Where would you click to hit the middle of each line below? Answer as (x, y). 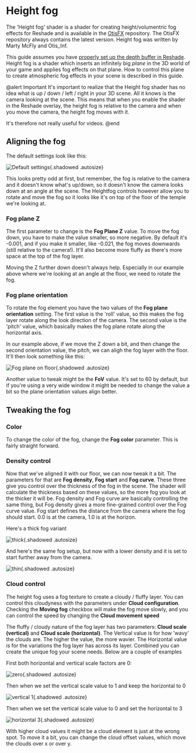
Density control (28, 461)
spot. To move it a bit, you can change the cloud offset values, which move (96, 737)
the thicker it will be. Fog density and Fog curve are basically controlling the (97, 498)
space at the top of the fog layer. (45, 256)
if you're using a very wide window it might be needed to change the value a (98, 385)
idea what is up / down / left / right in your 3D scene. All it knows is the (91, 93)
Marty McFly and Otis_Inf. (37, 46)
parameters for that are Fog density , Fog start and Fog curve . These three (96, 480)
